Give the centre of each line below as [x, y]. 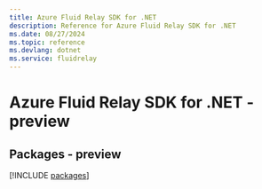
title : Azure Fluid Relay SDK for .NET [83, 17]
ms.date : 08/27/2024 [48, 34]
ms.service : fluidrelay [53, 59]
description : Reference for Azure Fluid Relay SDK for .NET [123, 26]
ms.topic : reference [48, 42]
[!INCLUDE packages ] [49, 175]
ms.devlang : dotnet [45, 51]
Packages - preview [65, 154]
